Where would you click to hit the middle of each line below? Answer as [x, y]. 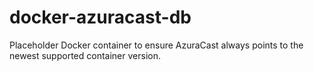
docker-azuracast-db [100, 17]
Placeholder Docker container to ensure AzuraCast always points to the [156, 45]
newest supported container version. [85, 55]
